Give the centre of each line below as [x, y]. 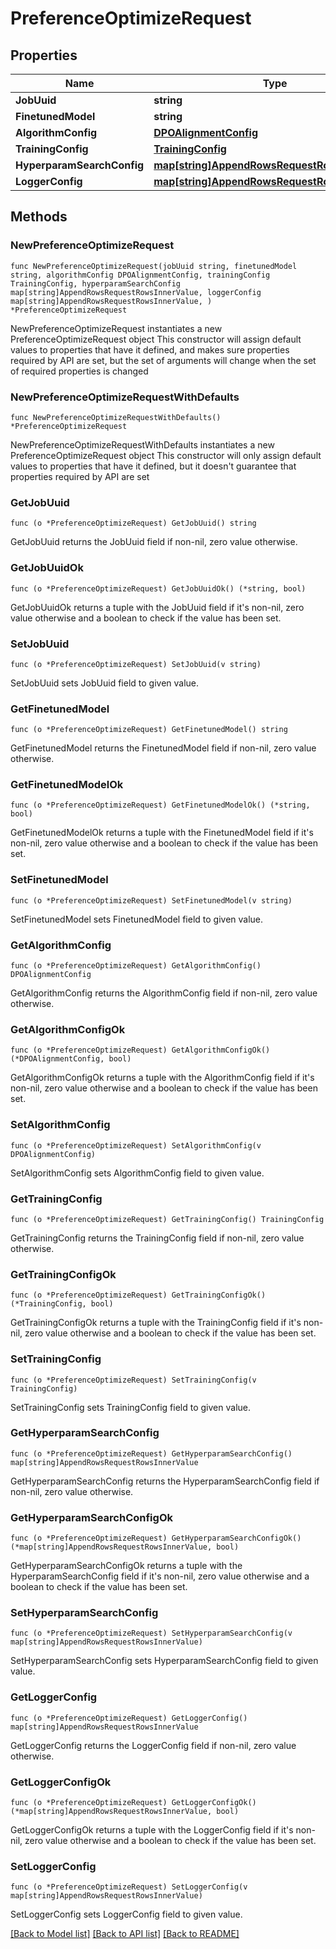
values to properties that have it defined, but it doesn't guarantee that [153, 466]
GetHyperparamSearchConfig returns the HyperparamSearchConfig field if [165, 1481]
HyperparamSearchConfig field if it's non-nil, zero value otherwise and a [160, 1576]
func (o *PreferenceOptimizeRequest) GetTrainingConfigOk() [138, 1295]
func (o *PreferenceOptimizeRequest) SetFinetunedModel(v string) [151, 900]
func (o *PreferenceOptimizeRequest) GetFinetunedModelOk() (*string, [160, 805]
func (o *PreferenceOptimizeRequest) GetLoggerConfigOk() [133, 1803]
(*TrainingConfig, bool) [62, 1304]
